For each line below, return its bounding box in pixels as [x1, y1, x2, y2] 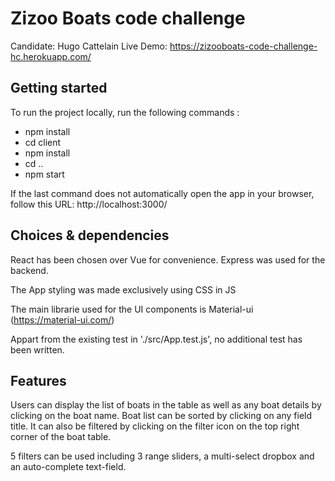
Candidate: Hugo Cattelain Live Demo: [10, 40, 168, 52]
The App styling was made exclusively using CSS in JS [10, 283, 237, 296]
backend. [10, 264, 49, 276]
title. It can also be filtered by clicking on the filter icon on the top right [10, 420, 300, 432]
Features [10, 372, 67, 389]
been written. [10, 343, 65, 356]
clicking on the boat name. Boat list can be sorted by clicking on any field [10, 410, 313, 422]
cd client [24, 136, 62, 148]
